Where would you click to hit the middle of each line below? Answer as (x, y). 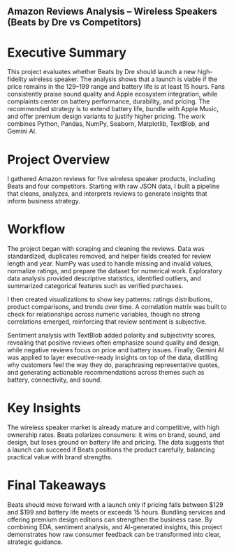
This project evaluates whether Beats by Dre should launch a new (102, 72)
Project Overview (59, 159)
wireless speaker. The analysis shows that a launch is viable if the (123, 79)
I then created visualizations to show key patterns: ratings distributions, (110, 299)
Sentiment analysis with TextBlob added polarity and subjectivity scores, (112, 336)
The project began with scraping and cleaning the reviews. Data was (106, 249)
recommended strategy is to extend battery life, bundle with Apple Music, (113, 109)
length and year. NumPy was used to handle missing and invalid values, (110, 264)
